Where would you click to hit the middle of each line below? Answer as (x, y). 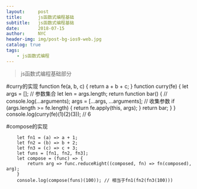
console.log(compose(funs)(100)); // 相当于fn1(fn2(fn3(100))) (95, 180)
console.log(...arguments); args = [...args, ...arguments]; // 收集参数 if (91, 101)
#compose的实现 (27, 126)
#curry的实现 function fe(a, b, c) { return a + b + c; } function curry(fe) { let (97, 86)
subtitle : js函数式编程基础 (40, 23)
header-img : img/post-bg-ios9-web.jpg (54, 39)
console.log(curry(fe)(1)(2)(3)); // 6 (49, 114)
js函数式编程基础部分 (46, 73)
